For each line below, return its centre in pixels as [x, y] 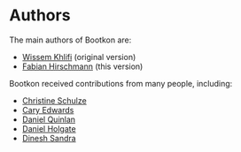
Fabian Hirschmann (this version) [82, 66]
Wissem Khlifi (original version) [79, 57]
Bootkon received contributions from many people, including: [121, 83]
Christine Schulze [54, 100]
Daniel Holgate [49, 128]
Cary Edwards [48, 110]
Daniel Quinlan [49, 119]
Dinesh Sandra [49, 138]
